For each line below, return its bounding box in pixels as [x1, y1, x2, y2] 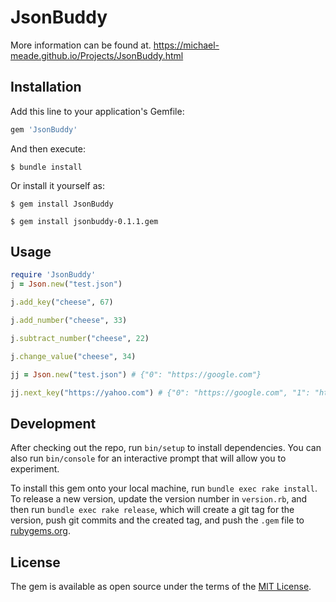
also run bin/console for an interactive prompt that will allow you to [10, 452, 287, 465]
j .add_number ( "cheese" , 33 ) [10, 316, 128, 326]
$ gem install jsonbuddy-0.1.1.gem [10, 216, 159, 226]
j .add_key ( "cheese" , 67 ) [10, 297, 114, 308]
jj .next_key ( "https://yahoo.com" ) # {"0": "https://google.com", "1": [10, 387, 311, 398]
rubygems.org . [10, 525, 71, 537]
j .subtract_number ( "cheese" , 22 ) [10, 333, 150, 343]
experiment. [10, 463, 60, 475]
